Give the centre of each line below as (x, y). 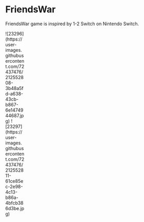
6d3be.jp (15, 208)
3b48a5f (15, 88)
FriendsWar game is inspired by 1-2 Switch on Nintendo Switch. (72, 24)
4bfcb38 (15, 203)
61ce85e (14, 181)
